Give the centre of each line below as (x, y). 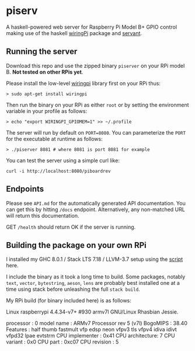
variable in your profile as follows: (47, 111)
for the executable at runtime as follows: (55, 139)
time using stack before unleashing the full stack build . (73, 289)
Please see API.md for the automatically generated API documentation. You (96, 203)
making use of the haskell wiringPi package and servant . (74, 33)
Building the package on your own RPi (76, 245)
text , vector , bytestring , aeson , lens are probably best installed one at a (93, 283)
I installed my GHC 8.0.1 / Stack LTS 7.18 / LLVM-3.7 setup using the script (95, 259)
